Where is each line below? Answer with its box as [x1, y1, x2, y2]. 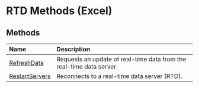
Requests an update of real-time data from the [56, 55, 187, 63]
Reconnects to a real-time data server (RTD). [56, 72, 182, 80]
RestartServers [9, 72, 51, 80]
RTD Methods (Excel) [6, 4, 113, 18]
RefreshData [9, 59, 44, 67]
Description [56, 45, 91, 53]
